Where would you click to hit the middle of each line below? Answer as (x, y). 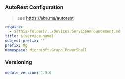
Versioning (19, 62)
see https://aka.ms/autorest (45, 18)
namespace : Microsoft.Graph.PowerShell (46, 50)
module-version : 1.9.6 (28, 73)
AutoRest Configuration (34, 7)
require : (14, 27)
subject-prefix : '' (25, 41)
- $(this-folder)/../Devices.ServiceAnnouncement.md (65, 32)
